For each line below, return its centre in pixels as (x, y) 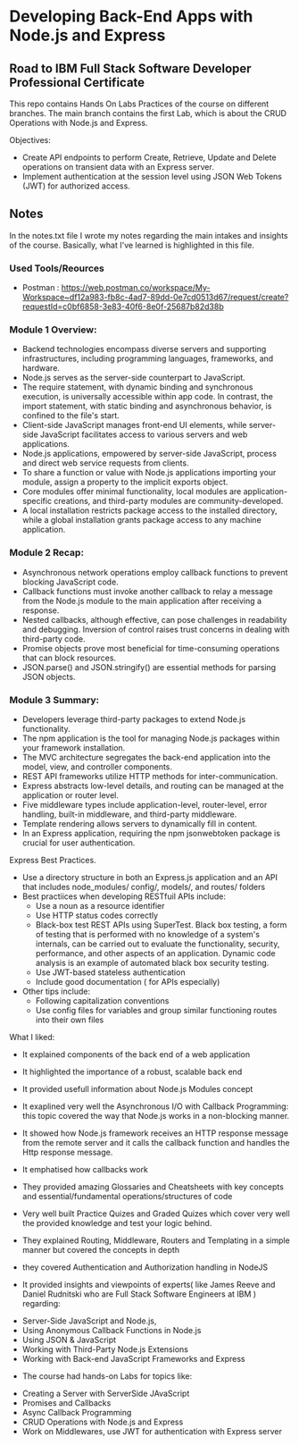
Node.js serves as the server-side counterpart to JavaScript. (133, 378)
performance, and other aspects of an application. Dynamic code (155, 953)
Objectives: (30, 140)
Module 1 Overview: (53, 330)
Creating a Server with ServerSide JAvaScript (106, 1393)
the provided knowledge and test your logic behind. (117, 1223)
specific (37, 501)
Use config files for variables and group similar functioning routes (156, 1010)
